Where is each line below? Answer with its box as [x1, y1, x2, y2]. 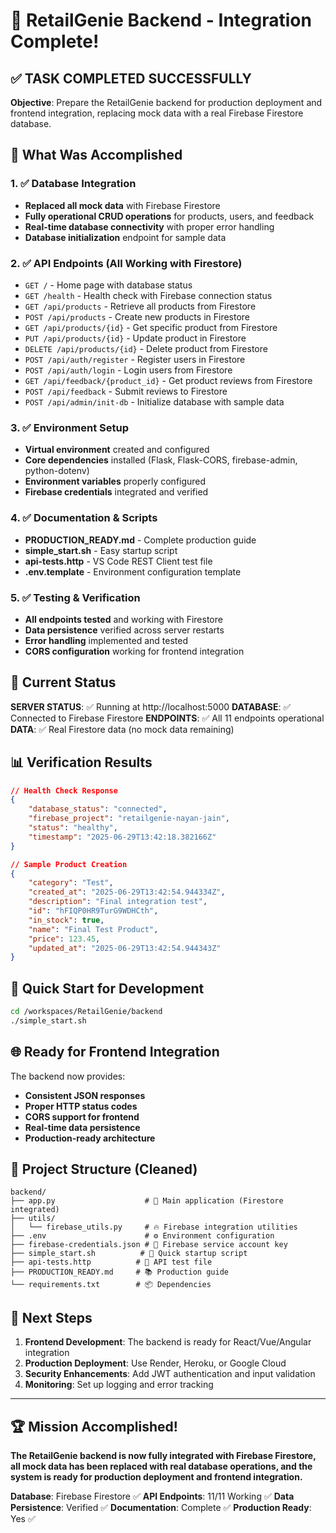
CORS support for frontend [24, 1110, 140, 1123]
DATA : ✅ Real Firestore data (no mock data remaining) [10, 723, 235, 735]
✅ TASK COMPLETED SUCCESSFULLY [10, 70, 252, 87]
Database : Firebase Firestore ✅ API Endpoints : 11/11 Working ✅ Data [10, 1490, 295, 1503]
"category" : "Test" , [28, 878, 114, 888]
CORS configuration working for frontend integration [24, 645, 245, 657]
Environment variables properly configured [24, 475, 207, 488]
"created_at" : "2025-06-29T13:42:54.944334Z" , [28, 887, 226, 898]
